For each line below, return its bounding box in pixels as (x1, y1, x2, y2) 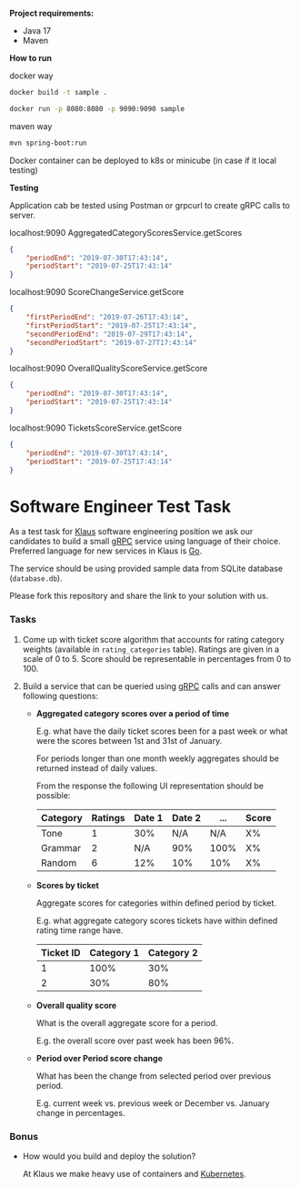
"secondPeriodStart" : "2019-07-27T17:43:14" (25, 338, 197, 347)
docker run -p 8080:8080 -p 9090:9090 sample (9, 104, 185, 113)
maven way (9, 120, 53, 131)
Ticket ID (40, 946, 81, 959)
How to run (9, 53, 53, 63)
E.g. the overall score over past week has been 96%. (35, 1035, 235, 1046)
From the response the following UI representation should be (35, 780, 265, 791)
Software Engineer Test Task (9, 496, 232, 517)
